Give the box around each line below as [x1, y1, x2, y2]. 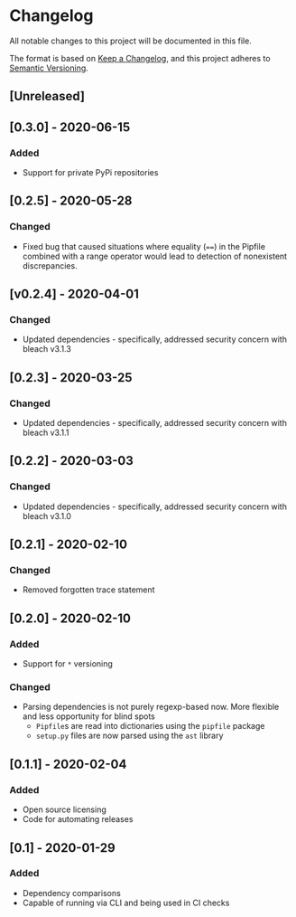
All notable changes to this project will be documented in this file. [9, 35, 253, 46]
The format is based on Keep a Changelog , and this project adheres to [9, 52, 271, 63]
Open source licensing [22, 804, 106, 815]
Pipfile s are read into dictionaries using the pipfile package [35, 721, 265, 732]
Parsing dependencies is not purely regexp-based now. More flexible [22, 702, 280, 713]
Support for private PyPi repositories [22, 167, 159, 178]
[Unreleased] [9, 89, 86, 104]
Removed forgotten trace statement [22, 584, 155, 595]
